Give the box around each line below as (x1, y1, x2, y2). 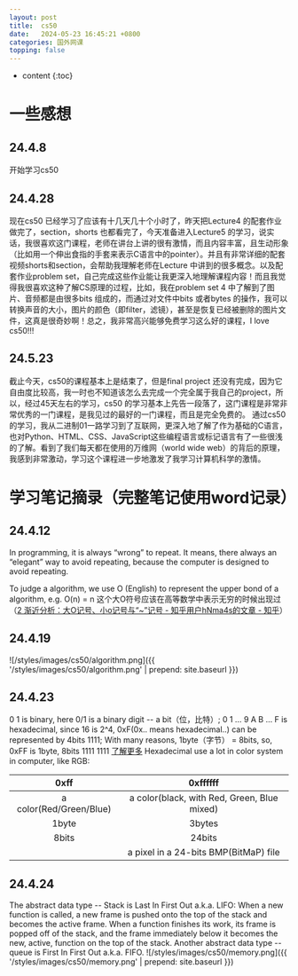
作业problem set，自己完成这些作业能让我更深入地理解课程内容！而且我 (16, 271, 278, 281)
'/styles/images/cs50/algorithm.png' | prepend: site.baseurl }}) (9, 664, 239, 674)
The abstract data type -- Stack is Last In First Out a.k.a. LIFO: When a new (9, 900, 284, 910)
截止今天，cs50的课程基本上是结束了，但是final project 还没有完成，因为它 (9, 375, 283, 386)
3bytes (189, 817, 219, 830)
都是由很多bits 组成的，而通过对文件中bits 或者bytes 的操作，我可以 (39, 293, 288, 303)
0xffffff (188, 777, 220, 790)
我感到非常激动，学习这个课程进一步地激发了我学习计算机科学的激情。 (9, 453, 266, 464)
